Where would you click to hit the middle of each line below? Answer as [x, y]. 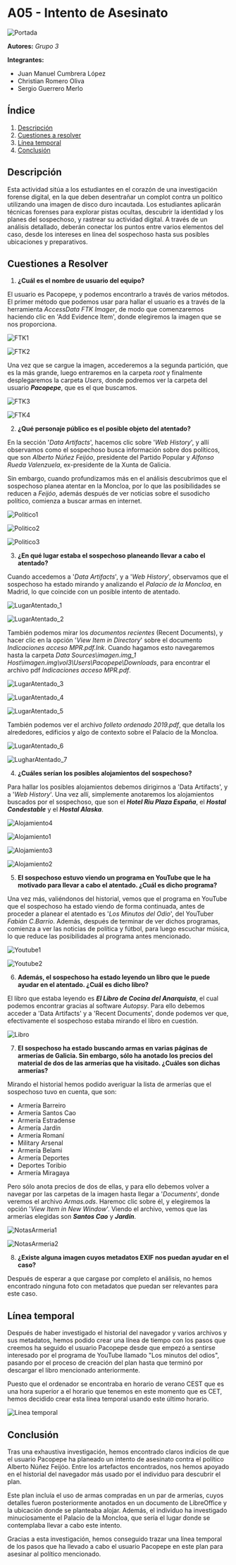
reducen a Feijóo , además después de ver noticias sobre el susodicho [108, 493]
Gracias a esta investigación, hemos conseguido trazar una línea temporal [115, 1539]
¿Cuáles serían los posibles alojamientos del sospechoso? [105, 773]
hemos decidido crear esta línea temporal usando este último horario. [108, 1399]
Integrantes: [26, 60]
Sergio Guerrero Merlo [50, 88]
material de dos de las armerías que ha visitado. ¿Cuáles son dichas [119, 1063]
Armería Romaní [41, 1136]
